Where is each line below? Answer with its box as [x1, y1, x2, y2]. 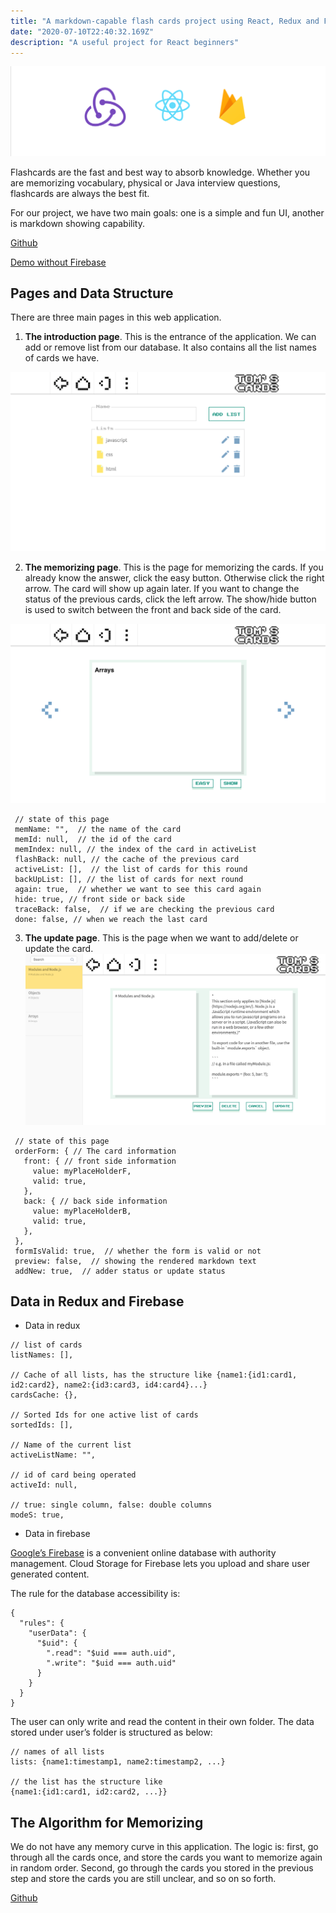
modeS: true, [10, 1510, 65, 1520]
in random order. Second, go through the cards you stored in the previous [10, 1862, 314, 1874]
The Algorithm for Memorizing [10, 1814, 204, 1831]
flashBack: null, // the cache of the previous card [14, 855, 240, 865]
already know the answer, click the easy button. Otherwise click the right [24, 572, 325, 584]
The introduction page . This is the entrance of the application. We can [24, 331, 317, 343]
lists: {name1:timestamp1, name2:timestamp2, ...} [10, 1757, 226, 1767]
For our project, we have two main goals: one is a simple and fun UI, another [10, 206, 325, 219]
